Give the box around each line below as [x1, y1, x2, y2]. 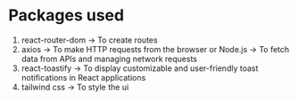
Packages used [8, 5, 125, 26]
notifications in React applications [21, 72, 146, 82]
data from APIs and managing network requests [21, 53, 198, 64]
